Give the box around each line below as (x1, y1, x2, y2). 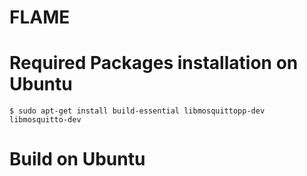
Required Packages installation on (9, 52, 299, 75)
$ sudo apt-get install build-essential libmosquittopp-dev (9, 106, 266, 116)
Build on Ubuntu (9, 148, 146, 171)
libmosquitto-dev (9, 115, 82, 125)
